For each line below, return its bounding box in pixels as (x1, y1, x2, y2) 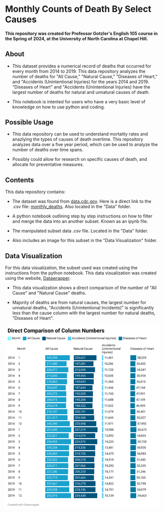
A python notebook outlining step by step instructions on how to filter (12, 213, 153, 219)
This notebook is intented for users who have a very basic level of (12, 98, 146, 104)
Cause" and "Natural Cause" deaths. (12, 290, 87, 296)
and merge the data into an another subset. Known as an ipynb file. (12, 218, 148, 224)
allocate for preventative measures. (12, 161, 84, 168)
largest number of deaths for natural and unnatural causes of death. (12, 89, 150, 95)
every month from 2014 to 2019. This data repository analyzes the (12, 68, 146, 74)
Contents (5, 176, 34, 184)
